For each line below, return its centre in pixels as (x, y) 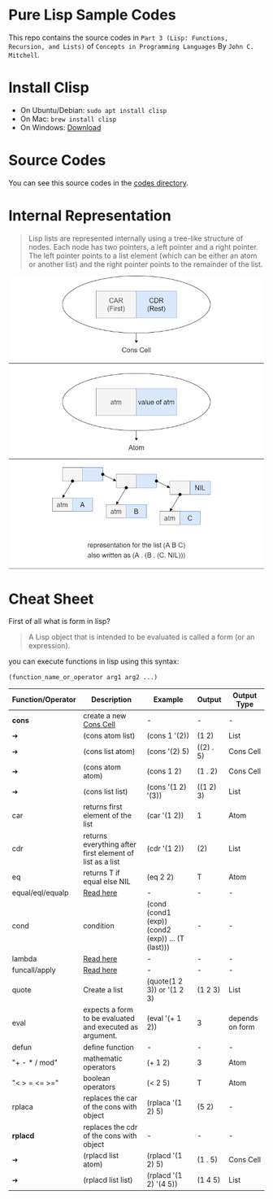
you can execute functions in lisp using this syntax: (94, 661)
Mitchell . (24, 54)
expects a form (108, 1009)
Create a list (103, 990)
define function (108, 1047)
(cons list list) (105, 791)
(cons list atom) (109, 752)
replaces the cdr (110, 1127)
